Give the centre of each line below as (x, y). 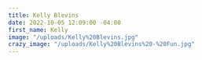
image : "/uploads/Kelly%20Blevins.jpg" (73, 37)
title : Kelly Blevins (44, 15)
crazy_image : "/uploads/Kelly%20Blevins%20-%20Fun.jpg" (101, 44)
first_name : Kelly (38, 30)
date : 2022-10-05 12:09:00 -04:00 (65, 23)
